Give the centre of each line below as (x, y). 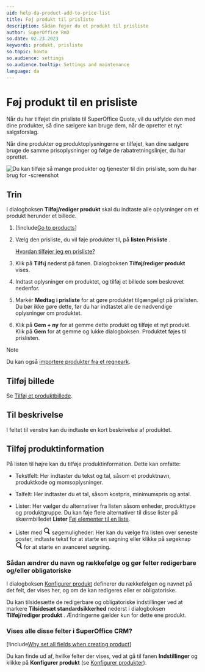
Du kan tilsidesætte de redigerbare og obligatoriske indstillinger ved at (95, 602)
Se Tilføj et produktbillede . (39, 396)
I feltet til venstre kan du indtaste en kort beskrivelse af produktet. (89, 429)
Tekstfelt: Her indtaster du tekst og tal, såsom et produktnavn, (93, 475)
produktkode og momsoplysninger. (59, 482)
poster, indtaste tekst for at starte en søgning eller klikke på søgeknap (103, 538)
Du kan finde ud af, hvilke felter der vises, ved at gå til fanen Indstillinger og (102, 656)
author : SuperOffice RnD (38, 32)
